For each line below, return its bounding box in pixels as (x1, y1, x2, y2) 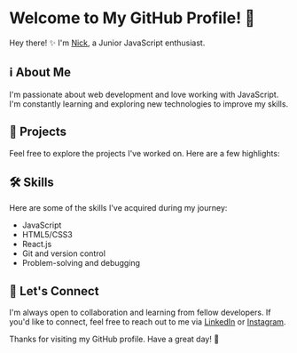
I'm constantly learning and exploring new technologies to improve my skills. (9, 98, 289, 109)
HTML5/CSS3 (21, 229, 73, 240)
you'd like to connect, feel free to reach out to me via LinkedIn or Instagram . (9, 317, 286, 327)
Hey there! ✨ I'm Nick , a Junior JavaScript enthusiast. (9, 37, 206, 48)
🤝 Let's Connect (9, 284, 99, 299)
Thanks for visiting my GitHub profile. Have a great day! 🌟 (9, 333, 220, 345)
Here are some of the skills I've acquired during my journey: (9, 203, 228, 213)
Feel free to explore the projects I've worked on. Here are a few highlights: (9, 148, 280, 158)
